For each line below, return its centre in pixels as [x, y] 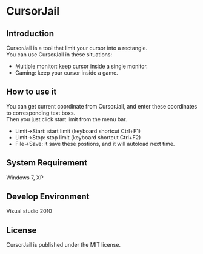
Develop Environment [48, 197]
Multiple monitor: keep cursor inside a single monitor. [82, 66]
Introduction [30, 34]
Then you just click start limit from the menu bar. [67, 119]
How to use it [32, 92]
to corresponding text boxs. [41, 113]
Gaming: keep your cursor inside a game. [66, 73]
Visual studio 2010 [29, 211]
